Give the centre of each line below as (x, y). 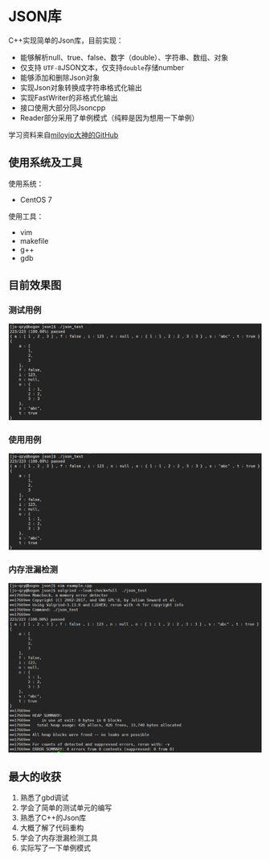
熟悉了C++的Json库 (53, 818)
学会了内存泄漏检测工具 (59, 838)
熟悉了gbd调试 (44, 798)
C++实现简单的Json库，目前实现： (66, 40)
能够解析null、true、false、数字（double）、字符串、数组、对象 (124, 57)
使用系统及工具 (45, 163)
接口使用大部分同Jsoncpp (63, 107)
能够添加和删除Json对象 (60, 77)
